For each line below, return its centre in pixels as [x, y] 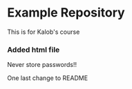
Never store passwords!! [42, 65]
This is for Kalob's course [44, 32]
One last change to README [48, 78]
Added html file [34, 50]
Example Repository [66, 13]
